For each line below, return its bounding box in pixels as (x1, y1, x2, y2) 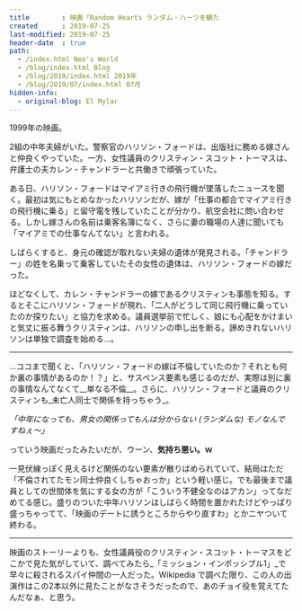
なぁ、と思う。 (24, 592, 80, 603)
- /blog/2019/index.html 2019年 (17, 72, 138, 81)
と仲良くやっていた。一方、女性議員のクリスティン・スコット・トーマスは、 (9, 153, 292, 164)
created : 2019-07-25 (9, 22, 111, 31)
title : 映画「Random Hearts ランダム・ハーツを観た (9, 13, 220, 22)
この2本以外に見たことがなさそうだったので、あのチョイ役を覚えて (32, 580, 281, 591)
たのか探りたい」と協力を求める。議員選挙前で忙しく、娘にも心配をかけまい (9, 311, 293, 322)
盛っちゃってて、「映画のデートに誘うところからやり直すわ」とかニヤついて (9, 509, 289, 519)
